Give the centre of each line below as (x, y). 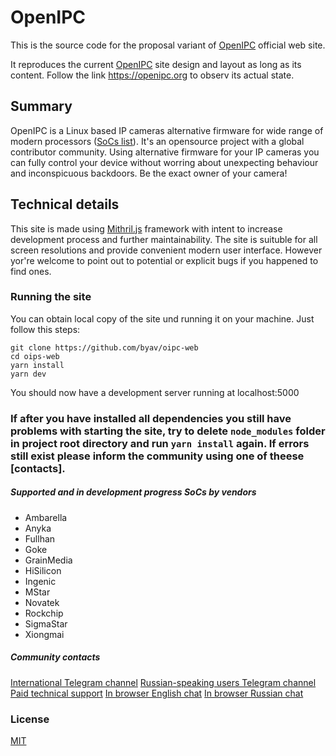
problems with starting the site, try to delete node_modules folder (168, 431)
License (30, 719)
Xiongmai (44, 634)
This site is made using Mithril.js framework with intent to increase (146, 228)
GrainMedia (48, 560)
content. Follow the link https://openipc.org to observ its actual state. (152, 75)
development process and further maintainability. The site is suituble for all (164, 239)
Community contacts (55, 657)
